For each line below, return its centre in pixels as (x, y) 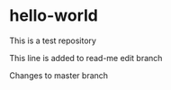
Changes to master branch (59, 75)
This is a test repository (53, 40)
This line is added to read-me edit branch (86, 58)
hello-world (54, 16)
